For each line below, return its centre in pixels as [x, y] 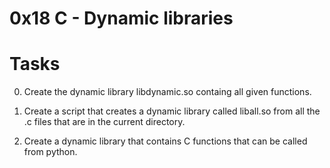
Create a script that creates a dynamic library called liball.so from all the [172, 111]
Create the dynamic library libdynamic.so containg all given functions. [167, 92]
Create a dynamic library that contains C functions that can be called [165, 141]
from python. [50, 152]
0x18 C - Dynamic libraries [121, 18]
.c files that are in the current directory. [104, 122]
